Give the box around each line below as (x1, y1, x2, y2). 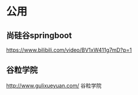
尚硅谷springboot (6, 30, 72, 40)
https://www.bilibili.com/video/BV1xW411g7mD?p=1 (6, 46, 133, 53)
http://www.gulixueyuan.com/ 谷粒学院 (6, 82, 102, 89)
